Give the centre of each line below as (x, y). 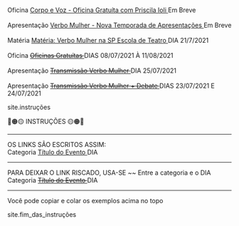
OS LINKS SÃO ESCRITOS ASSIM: (57, 144)
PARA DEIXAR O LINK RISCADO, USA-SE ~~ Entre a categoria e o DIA (109, 173)
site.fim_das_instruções (42, 215)
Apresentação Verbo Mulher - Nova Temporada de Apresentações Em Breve (119, 25)
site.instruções (29, 107)
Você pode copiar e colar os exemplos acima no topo (85, 201)
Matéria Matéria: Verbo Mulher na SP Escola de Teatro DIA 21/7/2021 (108, 40)
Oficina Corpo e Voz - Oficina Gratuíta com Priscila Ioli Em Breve (102, 10)
